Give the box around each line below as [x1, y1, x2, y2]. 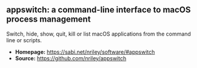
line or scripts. [6, 36, 42, 44]
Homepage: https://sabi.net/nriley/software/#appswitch [15, 48, 155, 55]
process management [6, 14, 91, 25]
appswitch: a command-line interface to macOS [6, 5, 191, 15]
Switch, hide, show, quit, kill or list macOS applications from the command [6, 30, 191, 37]
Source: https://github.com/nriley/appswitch [15, 54, 127, 62]
